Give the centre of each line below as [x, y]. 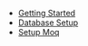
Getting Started [46, 13]
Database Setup [48, 23]
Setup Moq [39, 32]
